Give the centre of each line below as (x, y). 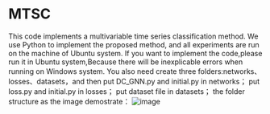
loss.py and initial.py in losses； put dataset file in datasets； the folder (127, 91)
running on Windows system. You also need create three (102, 71)
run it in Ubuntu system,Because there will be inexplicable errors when (126, 62)
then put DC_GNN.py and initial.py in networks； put (173, 81)
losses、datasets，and (47, 81)
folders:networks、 (230, 71)
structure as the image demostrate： (69, 101)
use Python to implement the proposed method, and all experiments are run (134, 44)
